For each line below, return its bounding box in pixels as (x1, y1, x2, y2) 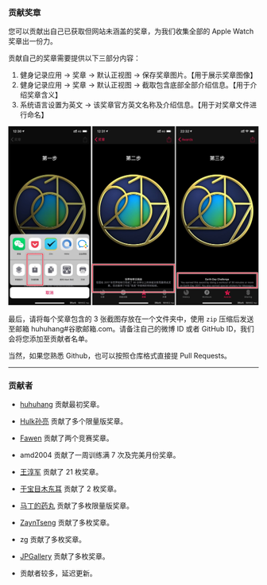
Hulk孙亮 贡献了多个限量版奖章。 (19, 416, 128, 426)
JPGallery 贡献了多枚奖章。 (19, 552, 110, 561)
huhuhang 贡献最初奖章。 (19, 400, 104, 409)
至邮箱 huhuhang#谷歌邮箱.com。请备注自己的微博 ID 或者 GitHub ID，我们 (8, 324, 254, 334)
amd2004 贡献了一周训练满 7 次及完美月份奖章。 (19, 451, 180, 460)
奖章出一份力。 (8, 37, 57, 46)
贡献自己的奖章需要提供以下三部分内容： (8, 53, 141, 63)
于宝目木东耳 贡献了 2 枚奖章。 (19, 484, 122, 494)
